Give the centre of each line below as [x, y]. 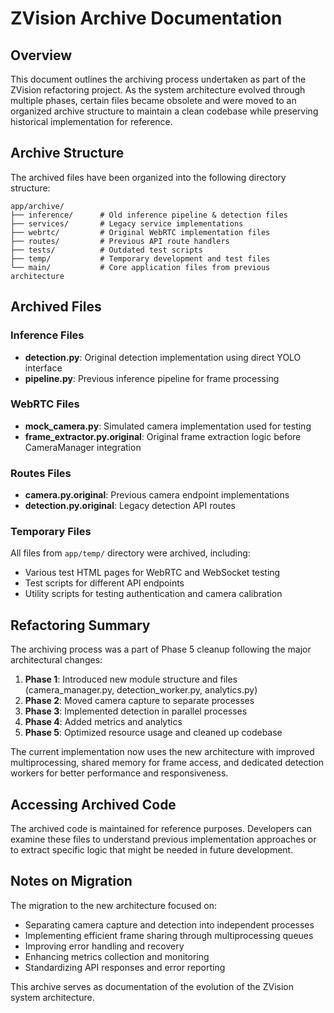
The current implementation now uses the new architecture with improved [162, 752]
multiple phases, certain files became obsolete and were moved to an [153, 100]
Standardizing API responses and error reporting [125, 967]
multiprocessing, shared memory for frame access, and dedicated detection [167, 763]
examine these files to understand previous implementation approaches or [163, 839]
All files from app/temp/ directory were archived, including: [130, 553]
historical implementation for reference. [91, 121]
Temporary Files [51, 532]
